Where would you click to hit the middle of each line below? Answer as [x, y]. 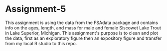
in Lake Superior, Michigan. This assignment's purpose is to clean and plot [82, 33]
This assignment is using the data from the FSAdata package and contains [82, 23]
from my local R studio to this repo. [41, 43]
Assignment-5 [36, 9]
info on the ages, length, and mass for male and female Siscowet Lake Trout [83, 27]
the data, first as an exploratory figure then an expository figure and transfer [83, 38]
